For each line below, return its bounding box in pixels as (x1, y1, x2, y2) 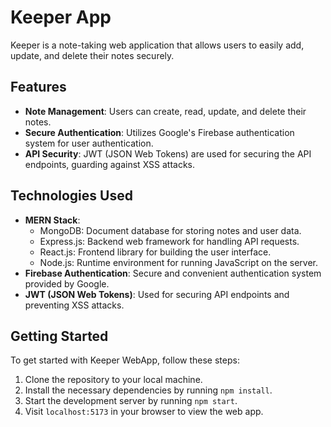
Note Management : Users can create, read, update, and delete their (24, 105, 307, 117)
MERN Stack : (24, 214, 81, 226)
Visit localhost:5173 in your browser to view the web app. (24, 406, 264, 418)
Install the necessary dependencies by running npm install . (24, 384, 273, 396)
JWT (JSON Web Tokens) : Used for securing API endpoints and (24, 288, 290, 300)
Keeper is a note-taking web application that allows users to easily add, (10, 39, 305, 51)
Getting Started (10, 327, 109, 345)
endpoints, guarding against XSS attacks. (24, 158, 196, 170)
